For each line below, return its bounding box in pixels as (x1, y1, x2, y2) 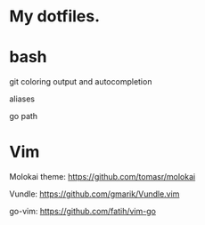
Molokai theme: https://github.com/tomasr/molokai (9, 172, 196, 182)
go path (9, 111, 38, 122)
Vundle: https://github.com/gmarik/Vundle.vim (9, 189, 180, 199)
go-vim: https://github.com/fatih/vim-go (9, 206, 156, 217)
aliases (9, 93, 36, 104)
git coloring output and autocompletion (9, 76, 152, 87)
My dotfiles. (9, 6, 101, 27)
